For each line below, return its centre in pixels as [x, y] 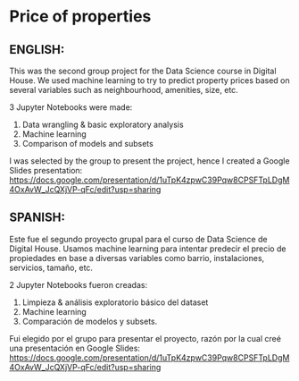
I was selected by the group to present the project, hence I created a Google [149, 161]
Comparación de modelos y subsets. [90, 321]
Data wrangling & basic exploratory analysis [103, 124]
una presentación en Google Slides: [75, 348]
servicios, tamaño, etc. [51, 267]
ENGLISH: [37, 50]
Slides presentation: [46, 170]
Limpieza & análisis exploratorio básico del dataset [115, 302]
